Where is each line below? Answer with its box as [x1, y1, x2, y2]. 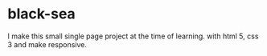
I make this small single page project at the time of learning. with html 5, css [7, 31, 259, 41]
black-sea [7, 5, 76, 23]
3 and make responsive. [7, 39, 88, 49]
